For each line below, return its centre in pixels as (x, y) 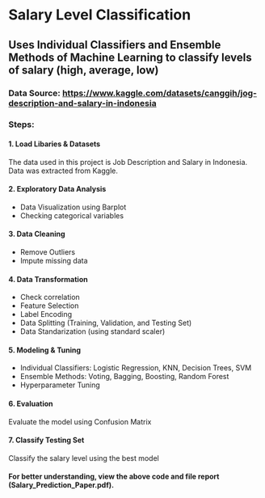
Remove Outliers (48, 252)
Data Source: (34, 93)
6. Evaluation (31, 404)
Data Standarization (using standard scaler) (93, 331)
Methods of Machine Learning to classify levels (130, 57)
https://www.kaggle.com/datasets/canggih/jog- (159, 93)
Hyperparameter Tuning (60, 385)
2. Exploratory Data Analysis (57, 189)
